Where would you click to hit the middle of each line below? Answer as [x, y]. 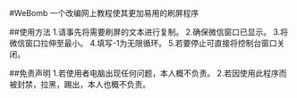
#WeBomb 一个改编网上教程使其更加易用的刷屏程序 [104, 13]
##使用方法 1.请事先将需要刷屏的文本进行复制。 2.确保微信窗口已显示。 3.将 [149, 32]
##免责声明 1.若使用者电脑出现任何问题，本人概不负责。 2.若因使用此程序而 [148, 73]
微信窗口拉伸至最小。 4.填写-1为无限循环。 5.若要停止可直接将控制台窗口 [143, 43]
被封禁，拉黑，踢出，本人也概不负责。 [80, 84]
